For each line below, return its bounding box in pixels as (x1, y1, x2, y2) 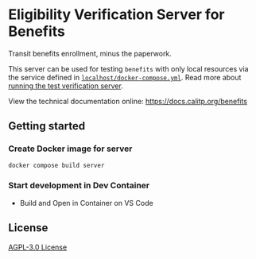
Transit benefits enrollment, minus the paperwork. (8, 48, 173, 58)
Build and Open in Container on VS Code (19, 198, 153, 207)
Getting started (8, 119, 86, 133)
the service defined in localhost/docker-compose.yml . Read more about (8, 72, 242, 82)
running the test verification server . (8, 81, 123, 91)
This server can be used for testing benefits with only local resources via (8, 64, 249, 73)
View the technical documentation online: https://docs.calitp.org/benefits (8, 96, 248, 106)
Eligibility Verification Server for (8, 6, 225, 24)
